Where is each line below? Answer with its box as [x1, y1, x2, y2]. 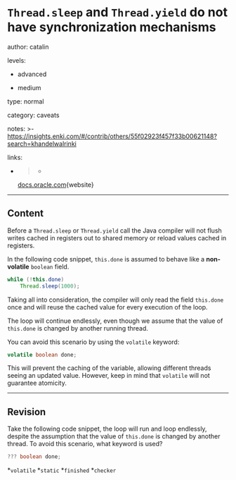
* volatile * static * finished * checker [7, 466, 117, 474]
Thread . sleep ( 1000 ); [20, 283, 80, 290]
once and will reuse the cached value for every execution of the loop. [7, 302, 209, 311]
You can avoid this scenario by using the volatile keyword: [7, 338, 180, 346]
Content [7, 207, 44, 219]
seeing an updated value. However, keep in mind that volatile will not [7, 371, 211, 380]
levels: [7, 56, 26, 64]
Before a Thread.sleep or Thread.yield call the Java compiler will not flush [7, 226, 223, 235]
